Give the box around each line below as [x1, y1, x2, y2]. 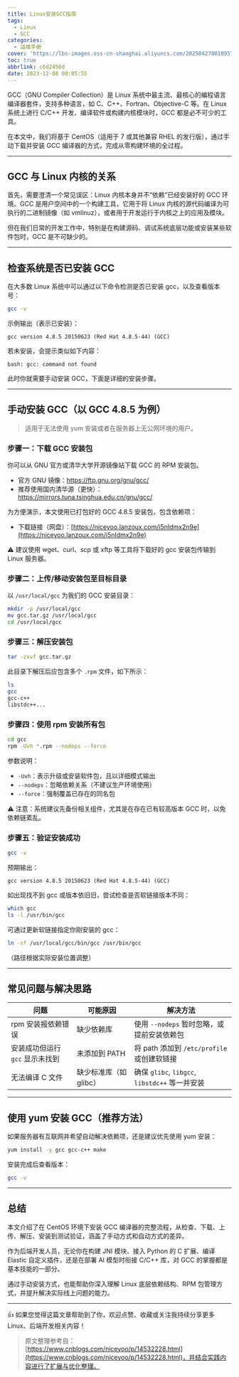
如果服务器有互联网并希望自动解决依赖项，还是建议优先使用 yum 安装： [7, 1132, 217, 1141]
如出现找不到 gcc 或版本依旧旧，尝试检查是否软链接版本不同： [7, 890, 191, 899]
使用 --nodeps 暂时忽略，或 [134, 1019, 225, 1029]
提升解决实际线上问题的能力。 [26, 1288, 114, 1297]
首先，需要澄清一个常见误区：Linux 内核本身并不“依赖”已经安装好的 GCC [7, 191, 221, 199]
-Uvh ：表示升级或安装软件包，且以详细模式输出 [17, 771, 156, 780]
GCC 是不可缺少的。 [31, 233, 92, 241]
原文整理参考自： [24, 1336, 75, 1345]
